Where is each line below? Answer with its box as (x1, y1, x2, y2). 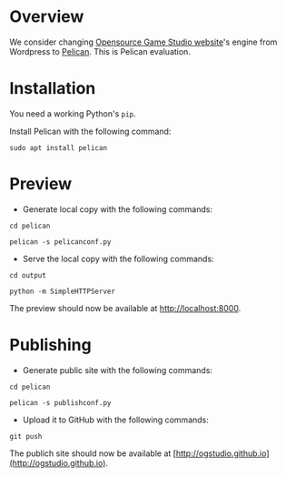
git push (9, 431, 43, 441)
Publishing (9, 335, 93, 355)
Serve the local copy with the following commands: (22, 253, 215, 264)
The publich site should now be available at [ (9, 448, 177, 459)
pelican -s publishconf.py (9, 398, 112, 407)
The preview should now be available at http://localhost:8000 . (9, 302, 242, 313)
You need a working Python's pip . (9, 107, 136, 119)
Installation (9, 78, 96, 99)
